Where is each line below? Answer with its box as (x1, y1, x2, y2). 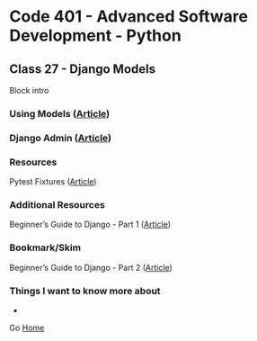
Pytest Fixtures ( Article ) (9, 176, 97, 187)
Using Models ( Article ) (9, 107, 111, 120)
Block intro (9, 85, 49, 95)
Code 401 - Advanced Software (9, 6, 249, 27)
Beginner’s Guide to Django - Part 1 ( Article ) (9, 219, 172, 230)
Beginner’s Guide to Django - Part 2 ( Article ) (9, 262, 173, 273)
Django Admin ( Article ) (9, 131, 112, 144)
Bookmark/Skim (9, 241, 82, 254)
